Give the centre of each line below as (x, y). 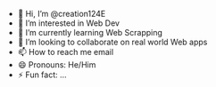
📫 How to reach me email (66, 52)
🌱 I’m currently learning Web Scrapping (90, 32)
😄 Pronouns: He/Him (57, 65)
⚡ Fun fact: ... (42, 75)
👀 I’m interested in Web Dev (69, 23)
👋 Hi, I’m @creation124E (62, 14)
